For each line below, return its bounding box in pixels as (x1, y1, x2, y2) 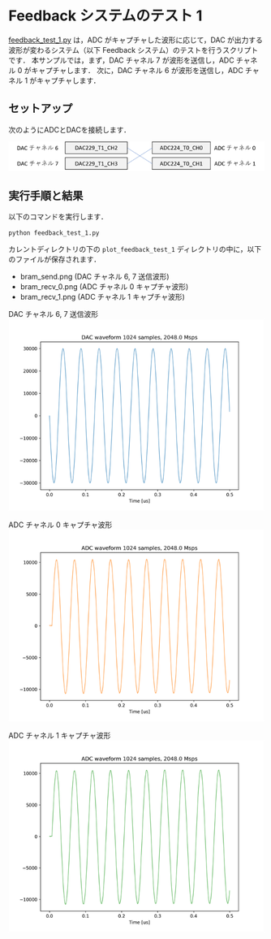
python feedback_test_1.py (8, 229, 100, 237)
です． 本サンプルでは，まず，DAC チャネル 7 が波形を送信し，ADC (8, 55, 234, 65)
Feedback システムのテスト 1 (8, 6, 203, 25)
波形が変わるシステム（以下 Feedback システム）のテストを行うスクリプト (8, 45, 258, 54)
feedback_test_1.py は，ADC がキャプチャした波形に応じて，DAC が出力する (8, 35, 264, 45)
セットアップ (8, 102, 73, 115)
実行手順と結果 (8, 188, 84, 202)
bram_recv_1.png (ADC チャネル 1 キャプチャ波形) (19, 292, 185, 302)
